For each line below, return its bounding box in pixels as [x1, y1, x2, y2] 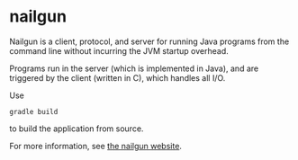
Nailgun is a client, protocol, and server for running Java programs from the [9, 36, 290, 47]
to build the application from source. [9, 123, 144, 134]
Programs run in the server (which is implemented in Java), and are [9, 63, 259, 74]
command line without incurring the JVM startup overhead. [9, 45, 229, 56]
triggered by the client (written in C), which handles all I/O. [9, 72, 226, 83]
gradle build [9, 107, 59, 116]
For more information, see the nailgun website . [9, 140, 183, 151]
